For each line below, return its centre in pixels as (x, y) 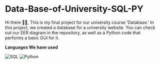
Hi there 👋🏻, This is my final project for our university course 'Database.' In (80, 22)
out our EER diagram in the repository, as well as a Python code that (73, 32)
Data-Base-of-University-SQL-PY (74, 9)
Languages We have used (32, 47)
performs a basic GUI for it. (32, 38)
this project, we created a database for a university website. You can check (80, 27)
